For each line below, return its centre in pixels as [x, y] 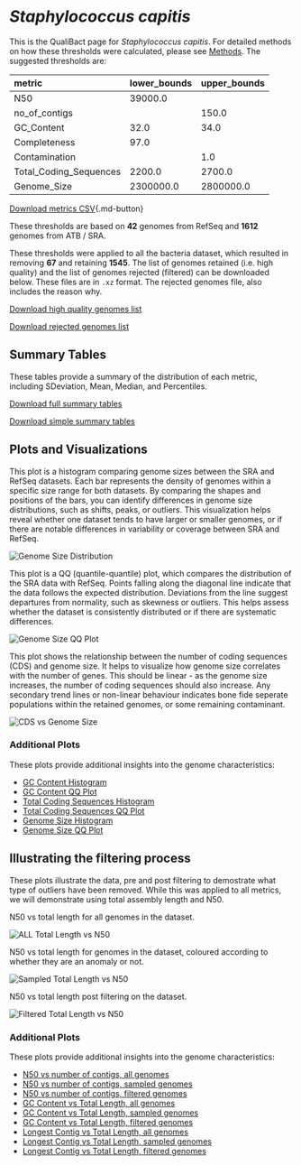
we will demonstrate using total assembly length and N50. [117, 899]
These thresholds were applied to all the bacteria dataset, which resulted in [149, 253]
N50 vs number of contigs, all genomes [96, 1074]
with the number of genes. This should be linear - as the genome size [138, 675]
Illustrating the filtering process [100, 859]
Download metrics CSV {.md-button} [77, 208]
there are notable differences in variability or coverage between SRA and [145, 529]
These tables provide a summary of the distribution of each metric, [134, 376]
